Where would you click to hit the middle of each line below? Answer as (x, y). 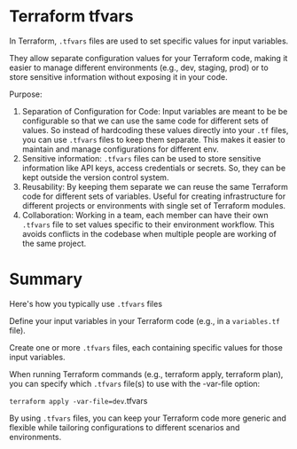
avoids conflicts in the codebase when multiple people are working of (149, 233)
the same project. (54, 243)
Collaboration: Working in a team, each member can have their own (145, 215)
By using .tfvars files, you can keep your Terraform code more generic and (148, 418)
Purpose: (26, 94)
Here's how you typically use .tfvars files (86, 303)
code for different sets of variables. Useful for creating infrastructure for (154, 196)
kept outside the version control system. (95, 177)
